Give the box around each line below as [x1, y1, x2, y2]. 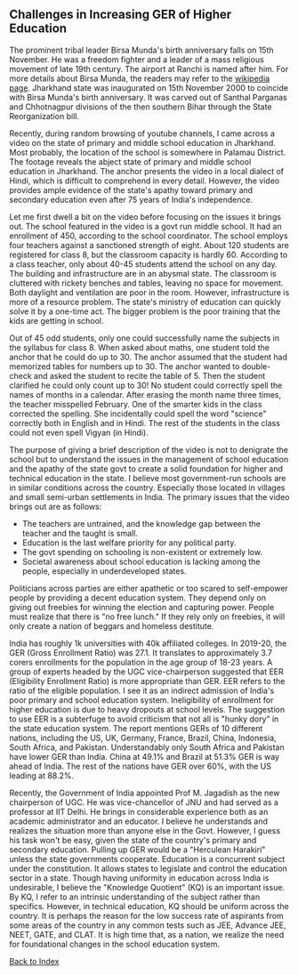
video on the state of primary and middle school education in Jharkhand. [9, 137, 276, 148]
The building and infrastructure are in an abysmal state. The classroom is [9, 268, 278, 278]
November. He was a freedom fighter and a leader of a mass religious [9, 53, 264, 65]
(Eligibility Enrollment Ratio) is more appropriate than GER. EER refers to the [9, 675, 286, 686]
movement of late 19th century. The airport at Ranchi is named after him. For [9, 63, 289, 74]
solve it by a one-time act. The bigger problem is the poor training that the [9, 306, 281, 317]
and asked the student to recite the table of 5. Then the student [34, 370, 266, 381]
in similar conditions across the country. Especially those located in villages [9, 482, 286, 493]
